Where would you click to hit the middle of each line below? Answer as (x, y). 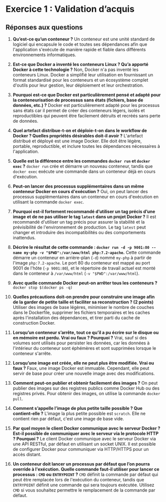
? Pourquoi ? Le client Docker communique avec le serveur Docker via (84, 439)
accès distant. (27, 454)
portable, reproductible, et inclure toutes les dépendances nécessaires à (86, 146)
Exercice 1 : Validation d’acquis (70, 9)
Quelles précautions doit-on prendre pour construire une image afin (83, 297)
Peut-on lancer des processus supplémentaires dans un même (78, 186)
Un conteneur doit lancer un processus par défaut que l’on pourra (81, 464)
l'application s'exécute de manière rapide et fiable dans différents (79, 50)
